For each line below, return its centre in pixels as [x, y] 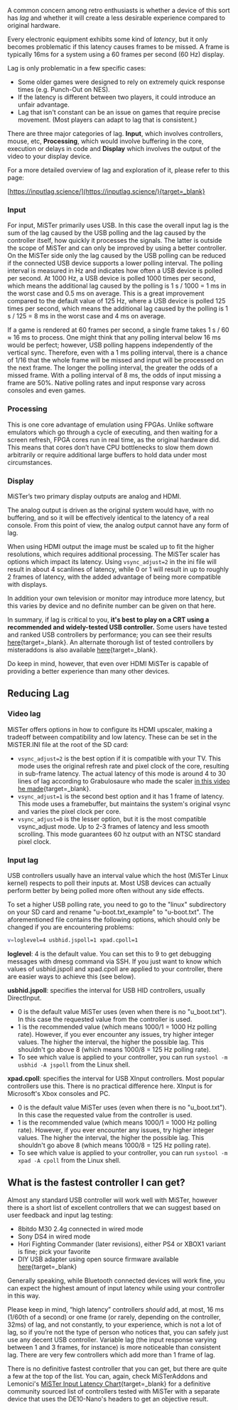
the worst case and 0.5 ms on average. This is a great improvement [106, 293]
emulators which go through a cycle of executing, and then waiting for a [113, 432]
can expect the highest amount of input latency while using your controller [116, 1288]
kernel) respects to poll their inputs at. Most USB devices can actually [109, 883]
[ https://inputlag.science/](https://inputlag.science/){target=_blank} [106, 191]
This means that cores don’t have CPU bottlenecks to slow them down [110, 447]
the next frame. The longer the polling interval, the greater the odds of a [113, 368]
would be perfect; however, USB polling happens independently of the [110, 345]
